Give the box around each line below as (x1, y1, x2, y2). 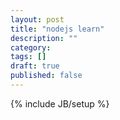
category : (10, 42, 52, 53)
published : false (10, 71, 83, 81)
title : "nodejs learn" (10, 24, 105, 34)
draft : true (10, 61, 60, 71)
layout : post (10, 14, 65, 25)
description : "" (10, 33, 78, 43)
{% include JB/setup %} (10, 97, 110, 110)
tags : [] (10, 52, 47, 62)
